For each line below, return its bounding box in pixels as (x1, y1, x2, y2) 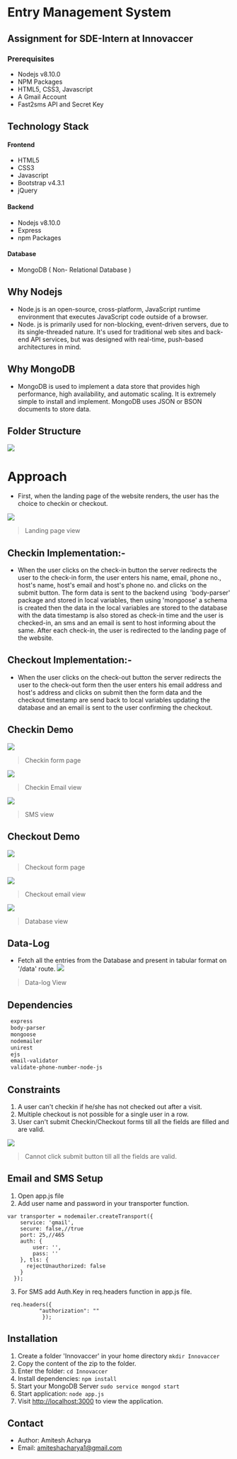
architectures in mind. (17, 342, 81, 351)
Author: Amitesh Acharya (17, 1436, 91, 1445)
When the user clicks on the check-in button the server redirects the (17, 566, 217, 575)
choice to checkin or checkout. (17, 500, 108, 508)
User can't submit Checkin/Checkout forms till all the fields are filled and (17, 1117, 229, 1125)
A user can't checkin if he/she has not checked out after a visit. (17, 1102, 203, 1111)
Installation (7, 1333, 58, 1345)
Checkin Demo (7, 724, 74, 736)
